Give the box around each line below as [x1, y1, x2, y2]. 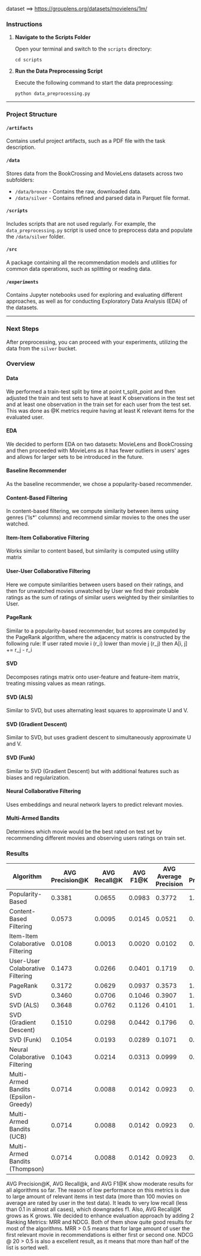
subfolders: [6, 176, 35, 183]
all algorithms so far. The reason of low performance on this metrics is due [6, 1186, 190, 1194]
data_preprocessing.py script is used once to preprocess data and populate [6, 226, 193, 234]
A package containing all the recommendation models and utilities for [6, 259, 178, 266]
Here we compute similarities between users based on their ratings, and [6, 581, 184, 588]
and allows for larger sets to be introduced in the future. [6, 453, 144, 460]
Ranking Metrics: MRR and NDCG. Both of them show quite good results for [6, 1219, 193, 1226]
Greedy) [9, 1100, 33, 1109]
